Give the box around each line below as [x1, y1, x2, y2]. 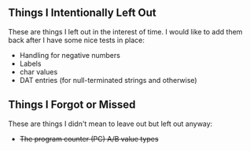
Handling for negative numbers [19, 50, 120, 59]
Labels [19, 59, 42, 68]
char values [19, 67, 58, 77]
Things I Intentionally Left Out [8, 6, 157, 20]
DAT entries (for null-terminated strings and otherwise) [19, 75, 198, 84]
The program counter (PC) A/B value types [19, 134, 159, 143]
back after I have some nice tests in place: [8, 35, 145, 45]
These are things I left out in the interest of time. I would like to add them [8, 27, 243, 36]
